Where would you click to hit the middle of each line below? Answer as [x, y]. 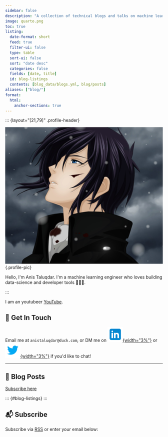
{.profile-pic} [18, 267]
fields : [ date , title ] [33, 74]
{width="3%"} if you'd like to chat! [56, 356]
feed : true [21, 42]
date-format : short [30, 37]
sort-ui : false [25, 58]
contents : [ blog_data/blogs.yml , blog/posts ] [58, 84]
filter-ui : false [28, 47]
